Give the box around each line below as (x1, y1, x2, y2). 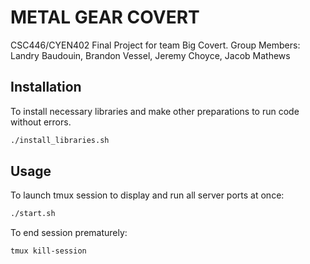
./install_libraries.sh (10, 135, 110, 145)
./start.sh (10, 209, 56, 219)
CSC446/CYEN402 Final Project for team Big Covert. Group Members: (10, 39, 301, 51)
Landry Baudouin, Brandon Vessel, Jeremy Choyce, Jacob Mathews (10, 49, 291, 61)
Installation (10, 79, 82, 96)
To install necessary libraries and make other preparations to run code (10, 105, 300, 117)
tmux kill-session (10, 246, 87, 256)
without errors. (10, 116, 72, 128)
